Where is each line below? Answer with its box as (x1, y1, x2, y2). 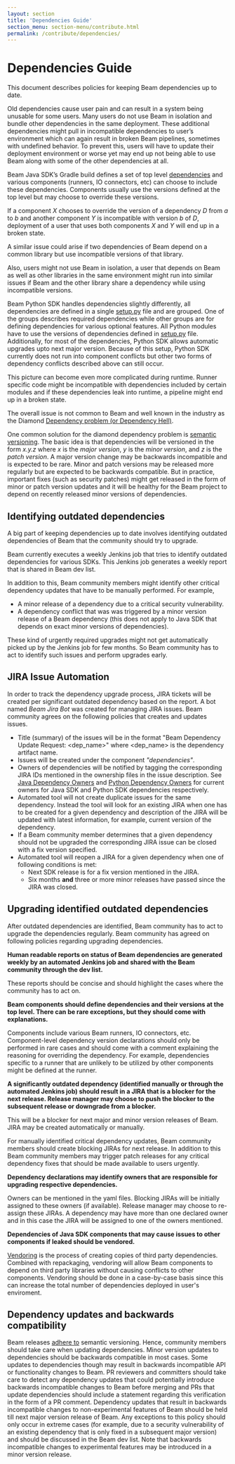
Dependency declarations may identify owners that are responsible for (7, 1172, 218, 1181)
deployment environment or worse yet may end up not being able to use (7, 149, 216, 158)
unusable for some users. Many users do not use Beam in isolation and (7, 112, 213, 120)
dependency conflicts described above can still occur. (7, 359, 164, 368)
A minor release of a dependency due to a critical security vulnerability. (17, 600, 224, 608)
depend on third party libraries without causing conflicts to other (7, 1266, 194, 1274)
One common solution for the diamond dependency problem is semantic (7, 430, 217, 439)
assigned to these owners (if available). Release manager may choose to (7, 1201, 217, 1209)
